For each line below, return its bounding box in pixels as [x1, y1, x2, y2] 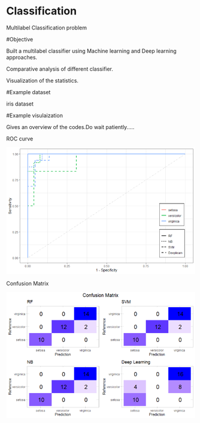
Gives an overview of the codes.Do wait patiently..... [6, 123, 135, 130]
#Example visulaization [6, 112, 63, 119]
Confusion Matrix [6, 280, 49, 287]
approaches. [6, 53, 38, 61]
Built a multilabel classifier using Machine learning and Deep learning [6, 47, 177, 55]
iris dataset [6, 100, 34, 107]
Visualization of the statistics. [6, 77, 79, 84]
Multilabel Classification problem [6, 24, 87, 31]
